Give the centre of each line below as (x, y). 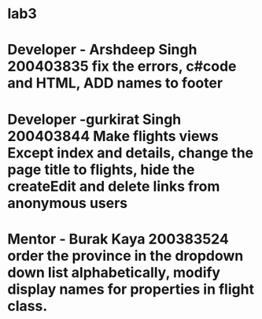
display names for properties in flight (131, 289)
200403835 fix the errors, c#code (122, 67)
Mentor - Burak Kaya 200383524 (118, 239)
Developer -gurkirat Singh (94, 119)
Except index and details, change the (130, 152)
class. (28, 306)
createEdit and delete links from (114, 186)
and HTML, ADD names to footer (115, 83)
